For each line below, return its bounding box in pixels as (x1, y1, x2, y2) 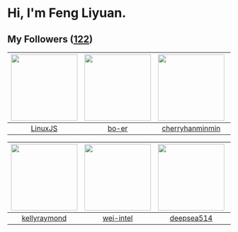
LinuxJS (30, 124, 58, 133)
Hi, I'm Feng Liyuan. (7, 5, 126, 21)
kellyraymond (21, 214, 67, 223)
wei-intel (102, 214, 133, 223)
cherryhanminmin (161, 124, 221, 133)
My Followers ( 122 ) (7, 33, 93, 45)
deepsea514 (169, 214, 213, 223)
